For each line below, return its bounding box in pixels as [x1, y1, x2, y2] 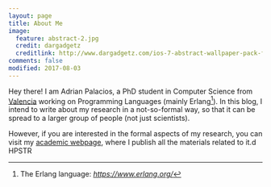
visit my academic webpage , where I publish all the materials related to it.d [8, 138, 256, 148]
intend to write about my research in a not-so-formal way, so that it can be [8, 105, 256, 114]
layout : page [8, 11, 52, 20]
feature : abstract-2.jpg [15, 34, 99, 43]
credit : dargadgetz [15, 42, 81, 50]
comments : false [8, 57, 63, 65]
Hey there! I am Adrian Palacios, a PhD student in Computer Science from [8, 86, 253, 96]
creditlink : [15, 49, 56, 57]
